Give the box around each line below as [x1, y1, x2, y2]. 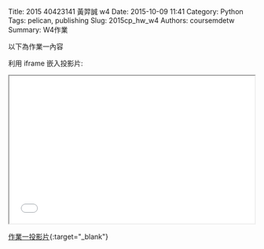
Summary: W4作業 [8, 25, 68, 34]
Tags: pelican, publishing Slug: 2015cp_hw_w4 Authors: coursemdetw [8, 16, 235, 25]
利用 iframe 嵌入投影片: [8, 58, 84, 68]
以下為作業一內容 [8, 42, 64, 51]
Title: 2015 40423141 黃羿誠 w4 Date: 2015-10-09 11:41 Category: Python [8, 7, 244, 16]
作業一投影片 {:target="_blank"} [8, 232, 108, 241]
